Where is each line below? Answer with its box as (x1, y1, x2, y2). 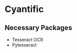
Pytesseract (11, 42, 37, 48)
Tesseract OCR (11, 36, 43, 42)
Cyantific (4, 3, 44, 15)
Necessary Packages (4, 23, 72, 32)
